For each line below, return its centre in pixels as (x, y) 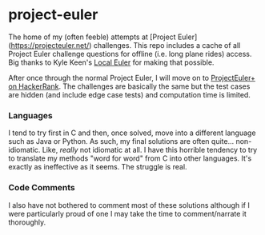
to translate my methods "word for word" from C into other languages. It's (130, 158)
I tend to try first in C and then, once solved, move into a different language (132, 133)
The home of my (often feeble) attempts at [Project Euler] (103, 37)
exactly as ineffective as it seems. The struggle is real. (98, 167)
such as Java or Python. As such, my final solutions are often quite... (121, 141)
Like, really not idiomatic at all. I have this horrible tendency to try (150, 150)
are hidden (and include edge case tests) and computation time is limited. (129, 94)
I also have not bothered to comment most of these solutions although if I (129, 205)
